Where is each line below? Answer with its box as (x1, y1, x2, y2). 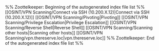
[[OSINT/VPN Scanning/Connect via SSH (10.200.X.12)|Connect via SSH (5, 9, 150, 15)
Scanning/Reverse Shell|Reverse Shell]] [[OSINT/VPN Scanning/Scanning (5, 25, 153, 31)
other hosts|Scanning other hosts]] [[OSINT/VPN (5, 30, 103, 35)
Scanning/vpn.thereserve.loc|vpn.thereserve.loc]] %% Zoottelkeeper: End (5, 35, 155, 41)
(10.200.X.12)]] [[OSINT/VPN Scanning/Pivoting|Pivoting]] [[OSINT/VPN (5, 15, 148, 20)
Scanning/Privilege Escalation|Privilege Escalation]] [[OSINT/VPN (5, 19, 137, 25)
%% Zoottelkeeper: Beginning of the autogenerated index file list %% (5, 4, 145, 10)
